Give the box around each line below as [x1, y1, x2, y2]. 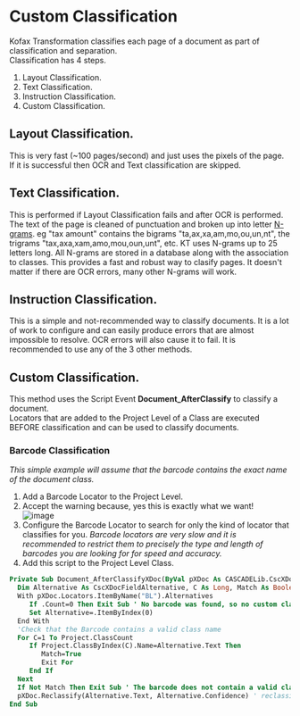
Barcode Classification [9, 445, 110, 457]
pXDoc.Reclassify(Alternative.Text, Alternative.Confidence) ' [17, 691, 257, 700]
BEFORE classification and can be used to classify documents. [9, 422, 239, 433]
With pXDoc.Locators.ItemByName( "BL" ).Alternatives [17, 592, 214, 601]
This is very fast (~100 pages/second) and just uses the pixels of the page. [9, 150, 285, 161]
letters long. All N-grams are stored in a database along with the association [9, 247, 288, 258]
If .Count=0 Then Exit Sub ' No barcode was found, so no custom [29, 600, 278, 609]
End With [17, 616, 50, 626]
